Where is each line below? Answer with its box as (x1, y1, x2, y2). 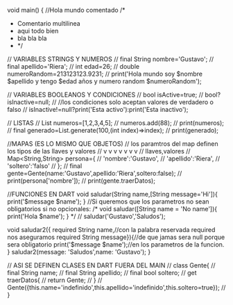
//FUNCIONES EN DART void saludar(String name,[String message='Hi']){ (7, 190, 218, 198)
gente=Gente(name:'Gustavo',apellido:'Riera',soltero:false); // (7, 170, 182, 177)
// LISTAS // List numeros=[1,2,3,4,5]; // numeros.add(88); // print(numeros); (7, 119, 224, 127)
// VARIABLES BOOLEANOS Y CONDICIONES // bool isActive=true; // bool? (7, 90, 221, 99)
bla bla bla (17, 34, 47, 42)
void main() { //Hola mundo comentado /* (7, 6, 126, 14)
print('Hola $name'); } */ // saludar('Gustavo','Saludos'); (7, 212, 166, 220)
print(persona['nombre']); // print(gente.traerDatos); (7, 176, 156, 185)
